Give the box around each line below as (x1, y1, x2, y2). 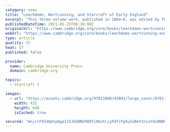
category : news (5, 7, 37, 13)
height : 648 (14, 105, 39, 110)
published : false (5, 50, 42, 55)
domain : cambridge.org (10, 68, 58, 73)
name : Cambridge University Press (10, 64, 82, 69)
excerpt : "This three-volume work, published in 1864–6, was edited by (5, 17, 159, 22)
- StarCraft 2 (10, 82, 39, 87)
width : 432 (14, 101, 37, 106)
